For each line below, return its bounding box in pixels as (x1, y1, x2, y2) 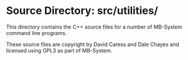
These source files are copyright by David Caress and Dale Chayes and (6, 41, 180, 48)
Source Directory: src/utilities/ (6, 4, 159, 17)
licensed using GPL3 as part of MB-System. (6, 47, 113, 54)
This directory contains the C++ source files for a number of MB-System (6, 23, 183, 30)
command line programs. (6, 29, 67, 36)
